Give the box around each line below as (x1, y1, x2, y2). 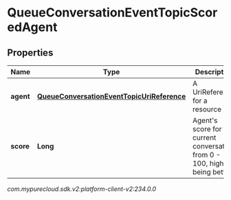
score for (192, 124, 222, 133)
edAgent (7, 19, 58, 35)
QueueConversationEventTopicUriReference (36, 91, 186, 101)
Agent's (192, 115, 218, 125)
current (192, 133, 217, 142)
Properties (7, 47, 54, 58)
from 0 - (192, 150, 221, 159)
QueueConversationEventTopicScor (7, 5, 218, 21)
